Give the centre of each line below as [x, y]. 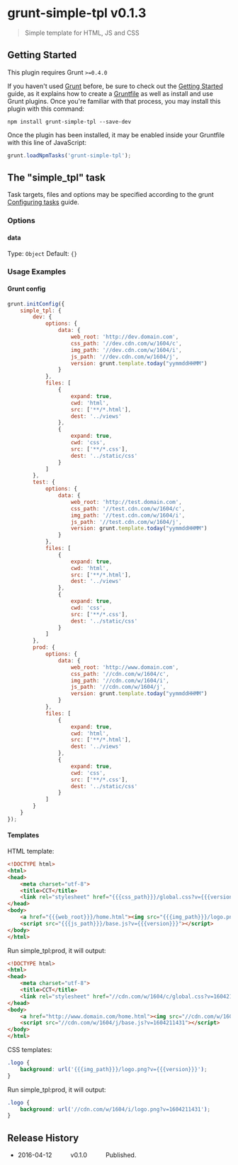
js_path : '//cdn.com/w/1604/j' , [118, 687]
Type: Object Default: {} [42, 253]
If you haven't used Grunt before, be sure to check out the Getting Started [115, 86]
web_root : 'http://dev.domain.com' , [125, 337]
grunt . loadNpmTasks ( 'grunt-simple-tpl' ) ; [69, 155]
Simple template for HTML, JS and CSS [82, 33]
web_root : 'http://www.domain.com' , [125, 667]
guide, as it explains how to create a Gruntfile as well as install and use [110, 93]
